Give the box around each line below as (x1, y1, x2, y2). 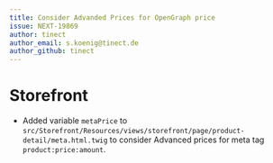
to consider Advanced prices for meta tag (109, 134, 265, 145)
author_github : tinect (9, 47, 95, 56)
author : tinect (9, 30, 67, 39)
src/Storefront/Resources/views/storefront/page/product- (22, 127, 245, 136)
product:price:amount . (22, 144, 106, 155)
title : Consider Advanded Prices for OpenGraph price (9, 13, 216, 23)
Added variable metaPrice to (22, 115, 128, 126)
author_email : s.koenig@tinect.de (9, 38, 140, 48)
